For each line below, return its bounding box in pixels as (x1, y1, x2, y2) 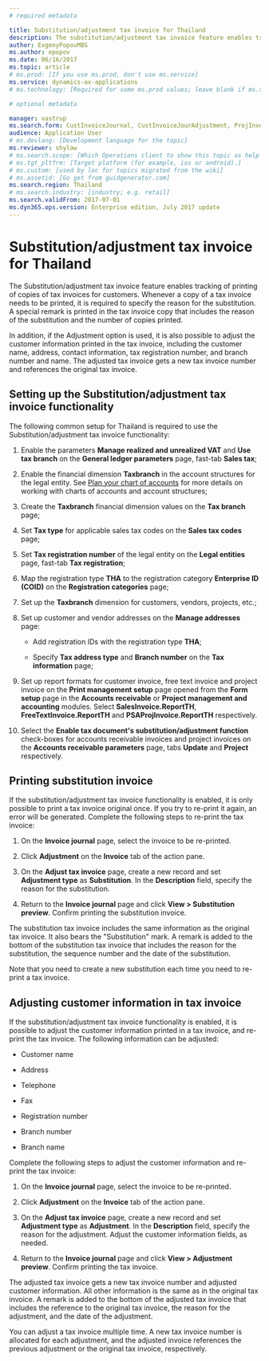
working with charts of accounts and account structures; (20, 486, 208, 496)
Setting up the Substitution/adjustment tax (9, 388, 227, 402)
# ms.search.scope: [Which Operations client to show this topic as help (9, 151, 260, 160)
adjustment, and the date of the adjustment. (9, 1312, 153, 1321)
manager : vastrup (9, 114, 67, 122)
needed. (20, 1238, 49, 1248)
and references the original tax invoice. (9, 364, 138, 374)
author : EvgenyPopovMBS (9, 41, 89, 49)
